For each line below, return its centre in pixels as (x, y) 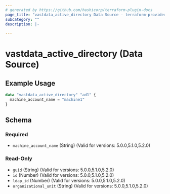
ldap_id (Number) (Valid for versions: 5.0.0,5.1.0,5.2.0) (69, 180)
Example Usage (30, 83)
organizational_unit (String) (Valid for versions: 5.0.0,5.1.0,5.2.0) (80, 186)
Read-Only (19, 159)
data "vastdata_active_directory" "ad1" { (51, 95)
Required (17, 135)
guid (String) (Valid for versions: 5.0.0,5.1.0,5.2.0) (63, 170)
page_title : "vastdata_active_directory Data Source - (64, 15)
